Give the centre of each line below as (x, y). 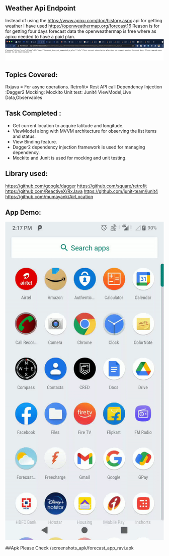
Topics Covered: (31, 74)
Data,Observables (24, 97)
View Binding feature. (35, 141)
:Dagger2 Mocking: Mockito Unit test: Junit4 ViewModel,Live (68, 92)
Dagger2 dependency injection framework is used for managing (79, 147)
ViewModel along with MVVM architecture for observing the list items (84, 131)
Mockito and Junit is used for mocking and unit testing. (69, 158)
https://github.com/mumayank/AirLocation (49, 196)
